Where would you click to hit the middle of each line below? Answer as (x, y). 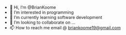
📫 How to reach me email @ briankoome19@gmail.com (65, 28)
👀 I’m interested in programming (42, 12)
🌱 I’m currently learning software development (56, 17)
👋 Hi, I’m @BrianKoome (33, 7)
